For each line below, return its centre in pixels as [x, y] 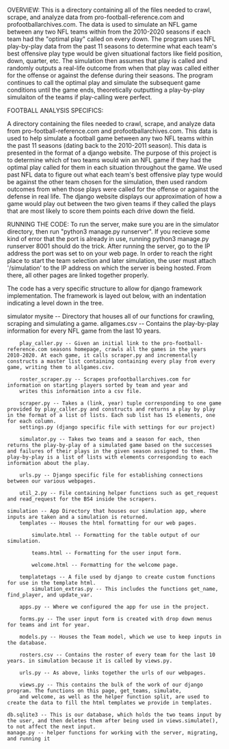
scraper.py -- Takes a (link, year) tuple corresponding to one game [121, 403]
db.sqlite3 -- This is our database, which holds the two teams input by [114, 715]
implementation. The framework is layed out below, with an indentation [107, 296]
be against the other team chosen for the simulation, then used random [107, 182]
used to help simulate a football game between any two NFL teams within [110, 138]
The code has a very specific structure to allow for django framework [105, 288]
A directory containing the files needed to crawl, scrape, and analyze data [111, 124]
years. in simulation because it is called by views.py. [90, 661]
